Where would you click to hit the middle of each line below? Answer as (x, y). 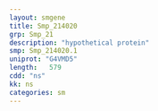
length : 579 (36, 68)
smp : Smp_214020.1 (43, 51)
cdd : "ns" (28, 76)
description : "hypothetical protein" (79, 43)
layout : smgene (37, 17)
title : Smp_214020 (43, 26)
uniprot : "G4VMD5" (43, 59)
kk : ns (21, 84)
